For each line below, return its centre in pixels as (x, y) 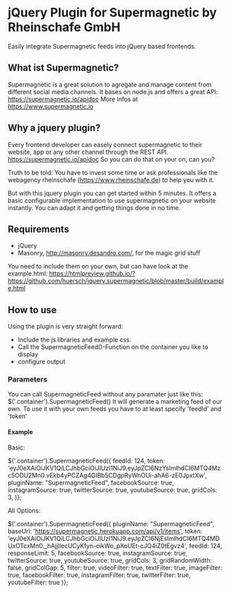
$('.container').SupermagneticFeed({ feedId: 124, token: (86, 460)
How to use (32, 310)
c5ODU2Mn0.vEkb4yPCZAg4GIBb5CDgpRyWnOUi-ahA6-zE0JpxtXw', (108, 475)
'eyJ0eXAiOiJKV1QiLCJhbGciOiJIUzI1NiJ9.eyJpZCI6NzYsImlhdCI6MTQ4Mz (114, 468)
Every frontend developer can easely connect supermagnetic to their (105, 144)
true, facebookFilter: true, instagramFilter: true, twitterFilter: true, (99, 574)
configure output (41, 361)
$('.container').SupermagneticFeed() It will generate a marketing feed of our (115, 402)
